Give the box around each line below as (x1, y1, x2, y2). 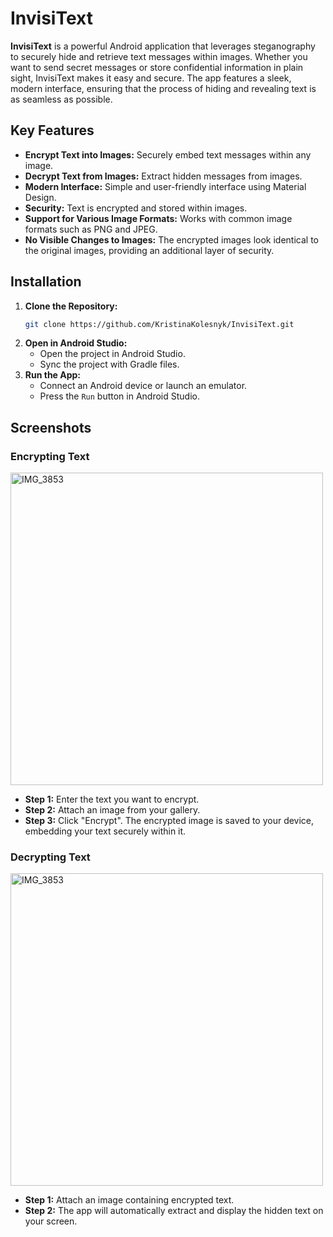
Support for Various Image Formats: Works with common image (24, 212, 293, 224)
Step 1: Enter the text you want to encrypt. (24, 793, 200, 806)
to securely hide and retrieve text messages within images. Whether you (10, 50, 308, 62)
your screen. (24, 1215, 78, 1227)
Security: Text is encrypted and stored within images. (24, 202, 248, 214)
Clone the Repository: (24, 300, 118, 312)
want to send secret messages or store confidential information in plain (10, 61, 304, 73)
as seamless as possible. (10, 93, 113, 105)
